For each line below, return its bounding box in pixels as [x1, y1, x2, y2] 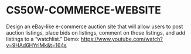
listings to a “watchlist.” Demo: [6, 35, 80, 42]
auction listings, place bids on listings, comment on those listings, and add [6, 29, 186, 36]
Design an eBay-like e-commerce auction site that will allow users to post [6, 23, 183, 30]
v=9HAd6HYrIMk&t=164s [6, 42, 67, 49]
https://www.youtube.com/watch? [81, 35, 163, 42]
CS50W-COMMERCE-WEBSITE [6, 4, 161, 17]
